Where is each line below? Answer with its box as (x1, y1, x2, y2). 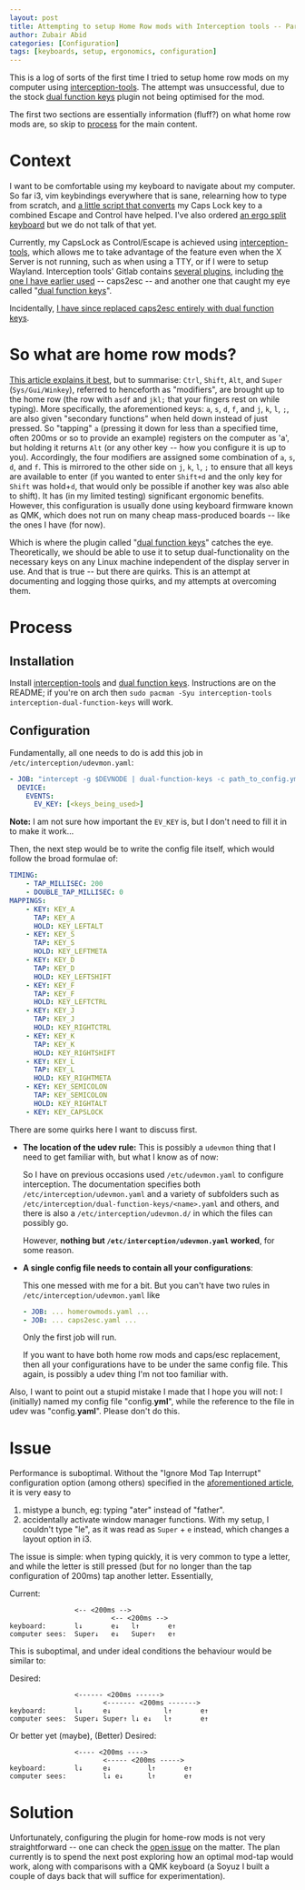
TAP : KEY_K (33, 1040, 75, 1049)
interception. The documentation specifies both (22, 1179, 202, 1190)
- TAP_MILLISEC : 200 (25, 880, 103, 889)
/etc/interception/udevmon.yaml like (22, 1289, 161, 1301)
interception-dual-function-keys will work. (9, 697, 174, 708)
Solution (9, 1802, 74, 1823)
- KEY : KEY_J (25, 1006, 75, 1015)
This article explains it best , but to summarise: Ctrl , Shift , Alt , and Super (9, 375, 283, 385)
